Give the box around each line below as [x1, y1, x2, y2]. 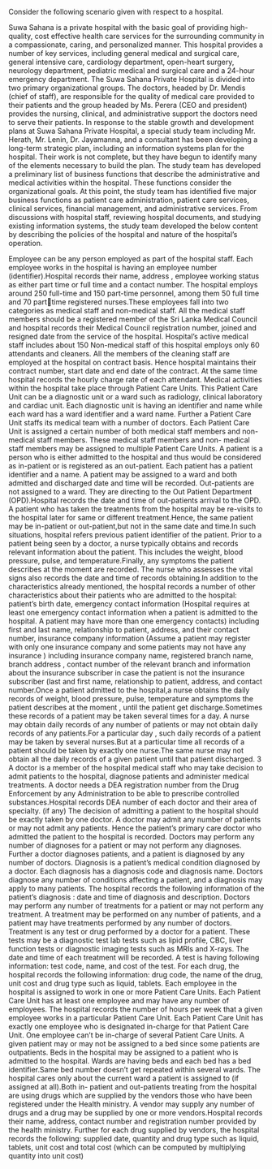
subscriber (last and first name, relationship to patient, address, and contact [8, 677, 262, 686]
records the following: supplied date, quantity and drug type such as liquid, [8, 1134, 260, 1143]
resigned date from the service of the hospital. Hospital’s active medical [8, 332, 249, 341]
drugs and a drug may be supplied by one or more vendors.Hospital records [8, 1108, 263, 1117]
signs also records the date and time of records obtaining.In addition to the [8, 573, 258, 583]
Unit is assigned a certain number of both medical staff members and [8, 426, 241, 436]
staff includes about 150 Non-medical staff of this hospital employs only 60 [8, 340, 260, 350]
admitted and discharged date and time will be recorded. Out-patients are [8, 478, 254, 488]
